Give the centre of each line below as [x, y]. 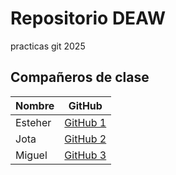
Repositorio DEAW [88, 18]
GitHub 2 [85, 139]
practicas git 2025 [48, 46]
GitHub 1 [85, 122]
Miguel [31, 155]
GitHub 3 [85, 155]
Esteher [33, 122]
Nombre [35, 105]
